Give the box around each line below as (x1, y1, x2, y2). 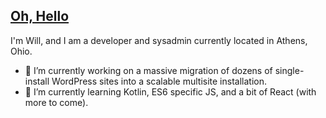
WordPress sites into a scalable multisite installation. (51, 75, 267, 87)
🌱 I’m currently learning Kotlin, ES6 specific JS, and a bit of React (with (24, 85, 317, 98)
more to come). (24, 96, 89, 108)
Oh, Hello (10, 8, 70, 25)
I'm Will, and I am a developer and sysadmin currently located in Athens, (10, 34, 308, 46)
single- (274, 64, 305, 76)
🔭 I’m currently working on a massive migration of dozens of (24, 64, 273, 76)
